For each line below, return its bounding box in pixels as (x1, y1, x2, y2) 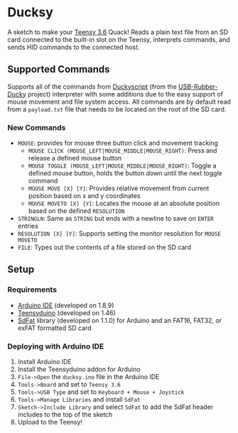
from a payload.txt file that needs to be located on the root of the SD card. (7, 104, 227, 114)
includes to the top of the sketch (17, 410, 113, 419)
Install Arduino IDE (17, 358, 72, 366)
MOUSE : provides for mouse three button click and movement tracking (17, 139, 219, 148)
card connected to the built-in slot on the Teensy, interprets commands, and (7, 35, 231, 43)
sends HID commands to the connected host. (7, 43, 140, 51)
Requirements (7, 285, 58, 295)
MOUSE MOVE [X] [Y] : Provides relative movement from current (28, 184, 210, 192)
